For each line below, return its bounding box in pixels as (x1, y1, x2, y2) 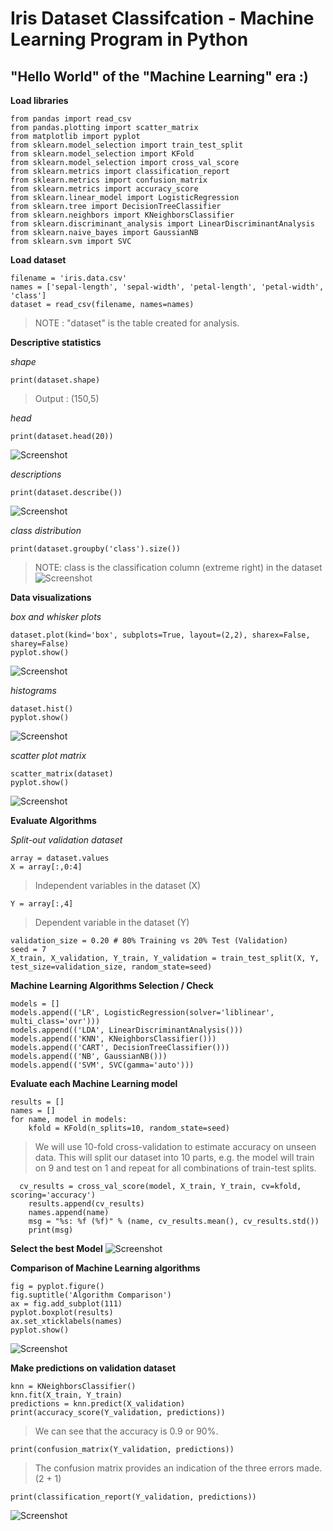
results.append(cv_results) (28, 1199, 145, 1209)
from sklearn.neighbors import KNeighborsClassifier (10, 210, 235, 220)
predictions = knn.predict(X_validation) (10, 1399, 186, 1409)
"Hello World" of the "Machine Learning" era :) (10, 68, 309, 85)
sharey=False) (10, 639, 70, 649)
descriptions (10, 468, 62, 480)
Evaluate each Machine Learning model (10, 1078, 178, 1089)
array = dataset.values (10, 853, 110, 863)
